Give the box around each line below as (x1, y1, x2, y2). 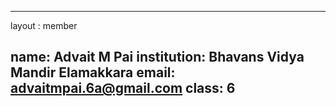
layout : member (10, 20, 78, 31)
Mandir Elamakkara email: (10, 64, 176, 81)
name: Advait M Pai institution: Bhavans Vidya (10, 49, 305, 66)
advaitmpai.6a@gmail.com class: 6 (10, 80, 236, 97)
